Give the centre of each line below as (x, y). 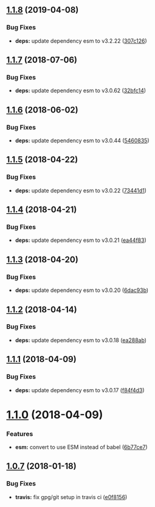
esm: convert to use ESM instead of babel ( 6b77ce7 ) (81, 447)
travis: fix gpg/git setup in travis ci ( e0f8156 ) (71, 497)
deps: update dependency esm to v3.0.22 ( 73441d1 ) (81, 190)
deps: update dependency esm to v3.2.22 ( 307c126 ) (81, 41)
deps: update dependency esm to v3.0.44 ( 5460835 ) (82, 140)
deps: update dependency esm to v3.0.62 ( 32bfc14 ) (81, 90)
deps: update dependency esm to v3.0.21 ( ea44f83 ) (81, 240)
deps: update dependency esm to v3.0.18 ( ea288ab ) (81, 340)
